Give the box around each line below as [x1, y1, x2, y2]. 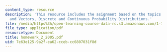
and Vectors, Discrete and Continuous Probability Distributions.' [9, 16, 153, 21]
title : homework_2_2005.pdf [5, 35, 64, 40]
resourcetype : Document [5, 30, 55, 35]
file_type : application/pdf [5, 26, 64, 31]
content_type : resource [5, 7, 55, 12]
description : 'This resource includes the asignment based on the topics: [5, 12, 164, 17]
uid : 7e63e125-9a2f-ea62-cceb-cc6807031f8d [5, 40, 97, 45]
